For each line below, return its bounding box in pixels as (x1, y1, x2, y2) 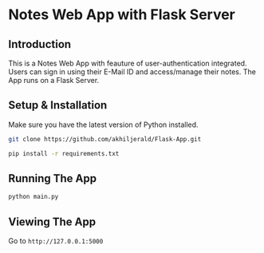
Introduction (8, 38, 72, 51)
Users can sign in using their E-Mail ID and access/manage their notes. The (8, 67, 257, 77)
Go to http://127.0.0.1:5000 (8, 236, 104, 246)
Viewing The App (8, 215, 97, 228)
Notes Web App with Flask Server (8, 6, 235, 24)
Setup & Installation (8, 98, 108, 113)
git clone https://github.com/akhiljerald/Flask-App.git (8, 135, 202, 143)
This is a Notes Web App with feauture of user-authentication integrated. (8, 58, 247, 68)
